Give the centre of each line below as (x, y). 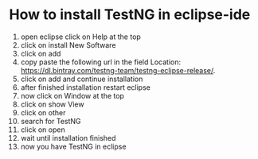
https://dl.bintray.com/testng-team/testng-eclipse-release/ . (118, 70)
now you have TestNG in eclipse (73, 146)
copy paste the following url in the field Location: (101, 62)
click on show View (52, 104)
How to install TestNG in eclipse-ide (130, 15)
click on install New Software (68, 45)
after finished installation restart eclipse (85, 87)
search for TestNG (51, 121)
